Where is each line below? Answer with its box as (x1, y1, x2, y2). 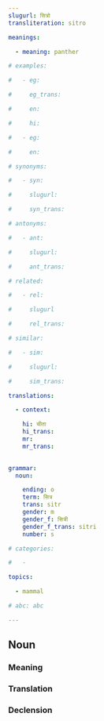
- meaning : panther (15, 48, 80, 56)
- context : (15, 406, 51, 414)
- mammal (15, 588, 44, 596)
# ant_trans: (8, 263, 65, 271)
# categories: (8, 545, 55, 553)
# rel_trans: (8, 320, 65, 328)
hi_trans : (22, 428, 55, 436)
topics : (8, 573, 34, 581)
